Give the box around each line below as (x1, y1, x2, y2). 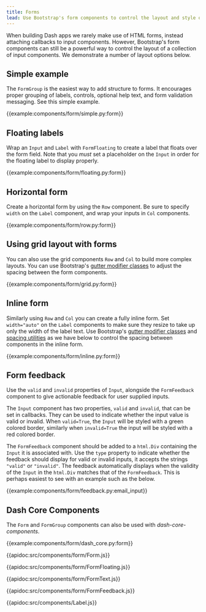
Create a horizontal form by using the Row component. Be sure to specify (6, 203, 189, 210)
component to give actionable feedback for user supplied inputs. (6, 393, 170, 400)
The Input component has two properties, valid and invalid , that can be (6, 405, 191, 412)
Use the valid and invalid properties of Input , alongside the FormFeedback (6, 386, 194, 394)
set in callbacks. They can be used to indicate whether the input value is (6, 411, 189, 419)
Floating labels (6, 128, 64, 138)
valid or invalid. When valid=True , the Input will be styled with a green (6, 418, 184, 425)
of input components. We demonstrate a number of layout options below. (6, 51, 191, 58)
